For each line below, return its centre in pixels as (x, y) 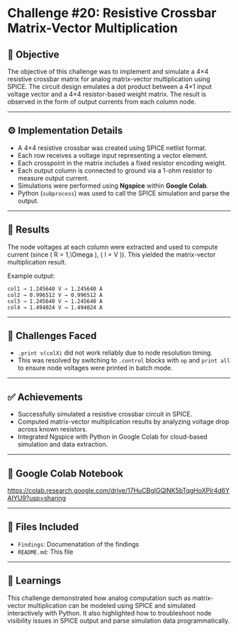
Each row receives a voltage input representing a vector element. (113, 155)
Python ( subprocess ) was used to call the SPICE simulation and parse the (124, 193)
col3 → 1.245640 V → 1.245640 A (55, 301)
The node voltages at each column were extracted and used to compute (113, 247)
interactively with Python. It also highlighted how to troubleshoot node (109, 613)
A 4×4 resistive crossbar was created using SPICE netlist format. (112, 148)
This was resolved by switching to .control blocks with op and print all (124, 360)
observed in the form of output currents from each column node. (102, 102)
